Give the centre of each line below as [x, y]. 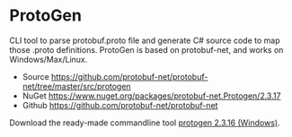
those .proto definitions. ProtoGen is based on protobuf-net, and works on [146, 49]
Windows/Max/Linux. [49, 59]
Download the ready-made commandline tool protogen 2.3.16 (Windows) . [145, 123]
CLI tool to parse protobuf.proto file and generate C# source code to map [145, 40]
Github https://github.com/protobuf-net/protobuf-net [120, 105]
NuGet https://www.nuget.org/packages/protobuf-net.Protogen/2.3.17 [151, 96]
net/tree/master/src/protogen [77, 86]
